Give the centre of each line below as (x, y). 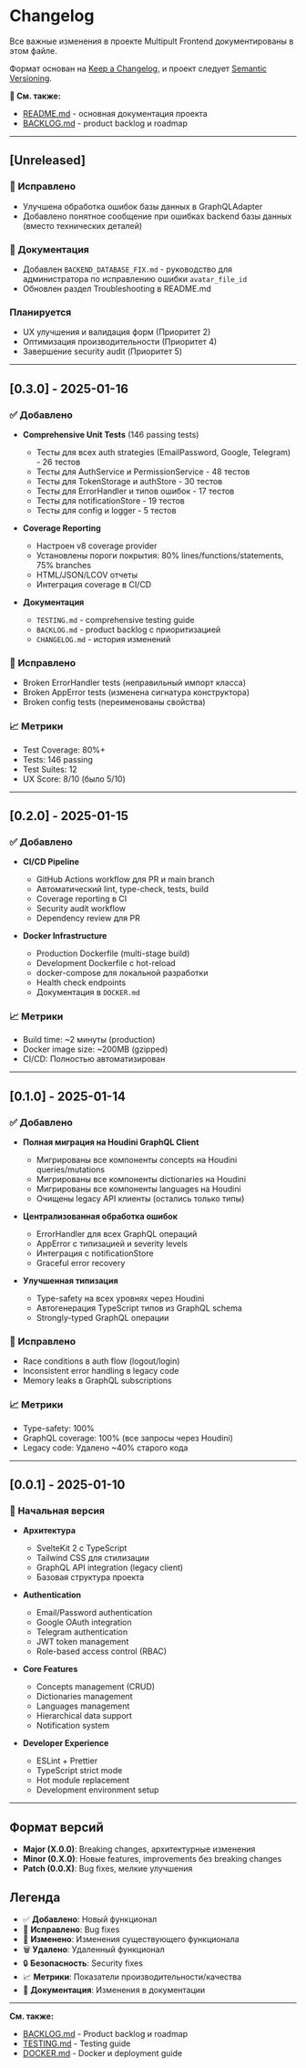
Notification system (73, 1726)
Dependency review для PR (88, 919)
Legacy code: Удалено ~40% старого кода (105, 1448)
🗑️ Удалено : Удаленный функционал (94, 1949)
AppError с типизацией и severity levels (112, 1244)
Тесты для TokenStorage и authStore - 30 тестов (129, 481)
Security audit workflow (81, 909)
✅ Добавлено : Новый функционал (90, 1919)
